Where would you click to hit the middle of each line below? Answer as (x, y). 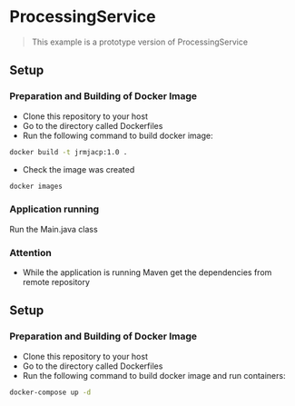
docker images (36, 186)
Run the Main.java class (54, 229)
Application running (54, 209)
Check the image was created (79, 169)
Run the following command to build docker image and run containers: (154, 375)
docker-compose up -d (50, 392)
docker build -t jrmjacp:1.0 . (69, 152)
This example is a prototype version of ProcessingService (139, 42)
